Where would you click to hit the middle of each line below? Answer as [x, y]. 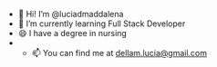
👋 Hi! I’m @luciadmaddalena [71, 14]
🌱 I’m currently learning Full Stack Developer [102, 24]
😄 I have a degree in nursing [72, 33]
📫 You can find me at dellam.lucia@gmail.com [119, 53]
